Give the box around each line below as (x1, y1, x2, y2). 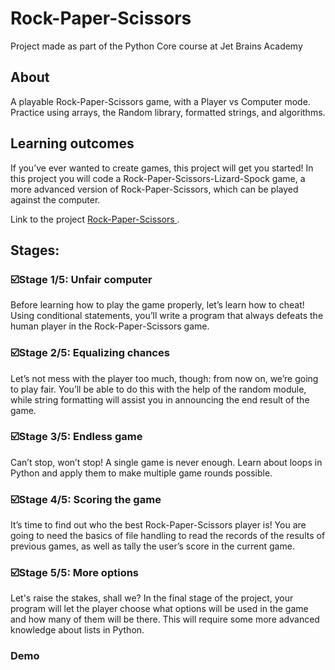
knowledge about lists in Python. (10, 624, 145, 636)
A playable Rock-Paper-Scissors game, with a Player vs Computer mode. (10, 95, 311, 107)
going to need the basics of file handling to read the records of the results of (10, 530, 326, 542)
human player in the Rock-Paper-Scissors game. (10, 320, 210, 332)
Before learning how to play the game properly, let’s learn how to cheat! (10, 299, 305, 311)
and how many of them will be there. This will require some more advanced (10, 613, 320, 626)
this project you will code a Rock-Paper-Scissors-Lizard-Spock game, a (10, 172, 306, 184)
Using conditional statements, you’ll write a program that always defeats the (10, 310, 324, 322)
